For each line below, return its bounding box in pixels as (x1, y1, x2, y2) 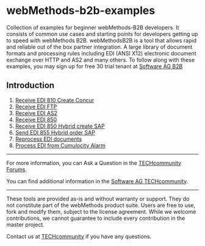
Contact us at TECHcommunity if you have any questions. (6, 233, 152, 240)
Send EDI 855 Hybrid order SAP (15, 128, 96, 136)
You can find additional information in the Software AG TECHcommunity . (6, 177, 189, 184)
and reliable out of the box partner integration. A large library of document (6, 43, 193, 51)
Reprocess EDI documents (15, 135, 82, 142)
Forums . (6, 166, 27, 173)
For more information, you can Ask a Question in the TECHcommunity (6, 159, 182, 166)
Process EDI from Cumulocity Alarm (15, 141, 106, 149)
